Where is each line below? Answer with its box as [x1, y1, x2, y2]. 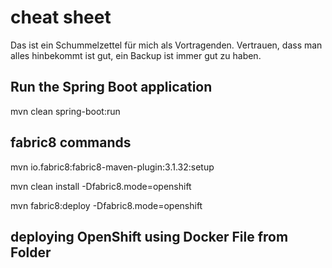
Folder [10, 244, 52, 261]
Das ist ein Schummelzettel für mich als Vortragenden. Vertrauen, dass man [10, 39, 323, 51]
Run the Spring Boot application [10, 79, 213, 96]
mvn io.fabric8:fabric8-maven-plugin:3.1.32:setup [10, 161, 215, 173]
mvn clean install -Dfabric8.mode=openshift [10, 180, 192, 192]
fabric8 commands [10, 134, 132, 151]
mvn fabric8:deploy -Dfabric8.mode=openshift [10, 199, 203, 211]
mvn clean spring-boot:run [10, 105, 121, 117]
